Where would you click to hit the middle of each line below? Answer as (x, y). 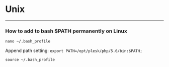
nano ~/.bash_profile (28, 41)
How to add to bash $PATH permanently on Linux (66, 31)
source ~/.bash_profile (30, 60)
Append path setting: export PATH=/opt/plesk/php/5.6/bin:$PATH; (74, 50)
